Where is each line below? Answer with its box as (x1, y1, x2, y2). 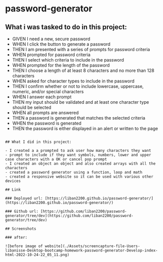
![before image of (5, 244, 43, 249)
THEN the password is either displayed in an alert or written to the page (12, 126, 158, 131)
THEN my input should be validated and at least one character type (12, 99, 149, 105)
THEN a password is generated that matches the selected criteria (12, 115, 146, 121)
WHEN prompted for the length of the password (12, 63, 110, 68)
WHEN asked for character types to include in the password (12, 78, 135, 84)
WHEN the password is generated (12, 120, 81, 126)
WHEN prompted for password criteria (12, 52, 90, 58)
